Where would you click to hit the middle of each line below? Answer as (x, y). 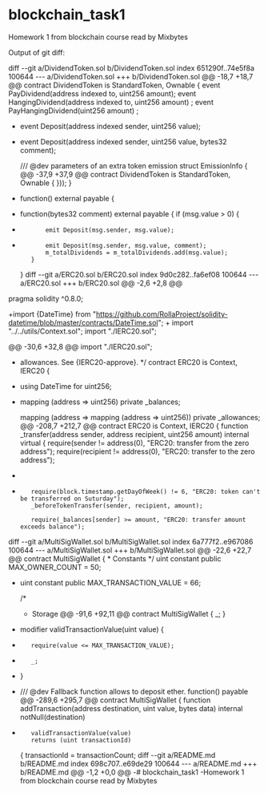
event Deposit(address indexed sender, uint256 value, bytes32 (123, 141)
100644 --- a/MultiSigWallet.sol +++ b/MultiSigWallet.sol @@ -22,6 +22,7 (130, 550)
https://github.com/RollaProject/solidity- (162, 314)
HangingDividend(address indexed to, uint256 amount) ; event (111, 102)
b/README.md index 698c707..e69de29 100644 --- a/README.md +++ (138, 763)
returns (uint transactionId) (81, 740)
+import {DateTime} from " (52, 314)
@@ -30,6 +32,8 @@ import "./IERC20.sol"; (80, 346)
